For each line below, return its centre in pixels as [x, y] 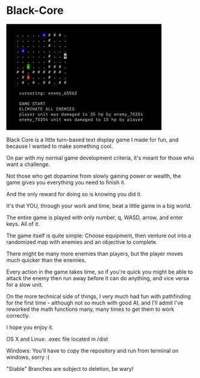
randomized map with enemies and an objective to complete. [82, 242]
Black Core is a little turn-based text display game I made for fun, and [92, 139]
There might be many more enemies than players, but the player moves [95, 254]
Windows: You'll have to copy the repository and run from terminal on [92, 350]
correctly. [18, 315]
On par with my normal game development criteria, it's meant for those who [100, 158]
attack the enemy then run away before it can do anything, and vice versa [98, 278]
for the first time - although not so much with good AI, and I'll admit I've [95, 303]
